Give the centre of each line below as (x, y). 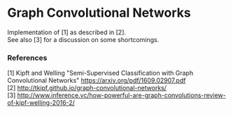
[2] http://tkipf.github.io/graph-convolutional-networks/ (87, 88)
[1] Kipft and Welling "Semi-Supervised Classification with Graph (100, 73)
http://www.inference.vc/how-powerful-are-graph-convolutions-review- (121, 95)
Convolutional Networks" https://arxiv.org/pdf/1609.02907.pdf (97, 80)
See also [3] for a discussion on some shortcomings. (83, 39)
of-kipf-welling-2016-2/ (41, 103)
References (27, 57)
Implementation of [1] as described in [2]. (67, 32)
